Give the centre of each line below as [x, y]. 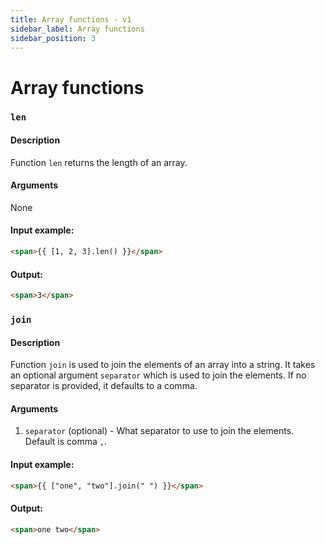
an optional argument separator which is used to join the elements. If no [158, 375]
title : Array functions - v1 [71, 19]
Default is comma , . [65, 442]
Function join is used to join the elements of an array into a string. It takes [163, 365]
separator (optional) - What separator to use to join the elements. [159, 431]
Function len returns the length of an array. [99, 162]
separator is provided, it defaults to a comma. [104, 386]
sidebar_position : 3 [53, 38]
